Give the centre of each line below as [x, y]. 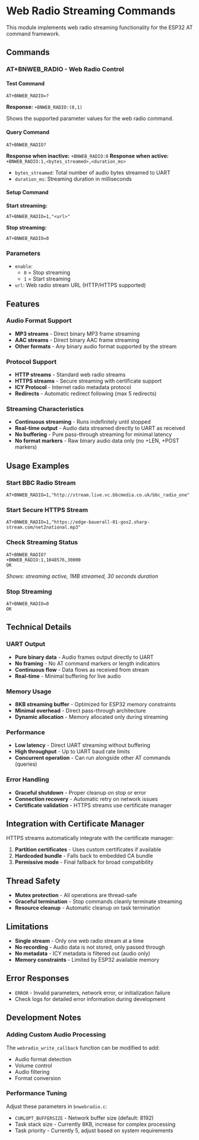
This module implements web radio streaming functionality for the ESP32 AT [99, 27]
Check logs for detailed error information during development [90, 999]
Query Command [28, 132]
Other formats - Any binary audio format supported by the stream [96, 346]
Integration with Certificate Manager [75, 824]
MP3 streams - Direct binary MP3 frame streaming [77, 333]
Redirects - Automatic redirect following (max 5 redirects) [86, 394]
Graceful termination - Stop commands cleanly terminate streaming [98, 902]
